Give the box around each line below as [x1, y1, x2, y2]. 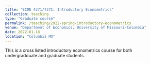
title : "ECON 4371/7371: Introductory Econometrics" [5, 7, 114, 12]
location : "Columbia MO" [5, 34, 55, 39]
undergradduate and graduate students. [5, 52, 85, 58]
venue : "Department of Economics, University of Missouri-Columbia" [5, 25, 147, 30]
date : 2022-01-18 [5, 30, 40, 34]
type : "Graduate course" [5, 16, 55, 21]
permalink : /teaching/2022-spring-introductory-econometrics [5, 20, 132, 26]
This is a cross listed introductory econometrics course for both [5, 47, 133, 53]
